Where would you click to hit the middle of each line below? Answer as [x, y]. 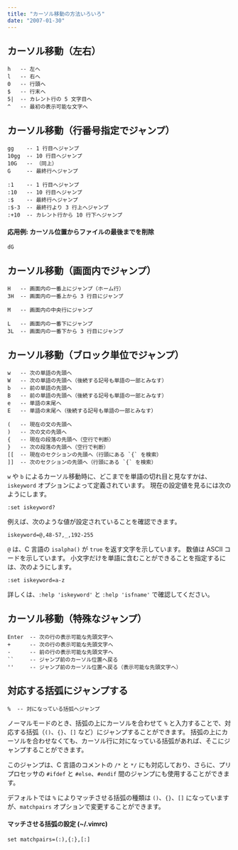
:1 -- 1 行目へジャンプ [43, 185]
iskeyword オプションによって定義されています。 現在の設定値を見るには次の [119, 485]
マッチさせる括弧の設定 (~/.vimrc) [58, 824]
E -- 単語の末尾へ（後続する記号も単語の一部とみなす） [82, 410]
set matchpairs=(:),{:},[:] [49, 839]
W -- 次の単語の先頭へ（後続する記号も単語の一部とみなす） [87, 381]
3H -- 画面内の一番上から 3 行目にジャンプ [65, 296]
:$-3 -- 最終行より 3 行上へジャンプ [58, 208]
